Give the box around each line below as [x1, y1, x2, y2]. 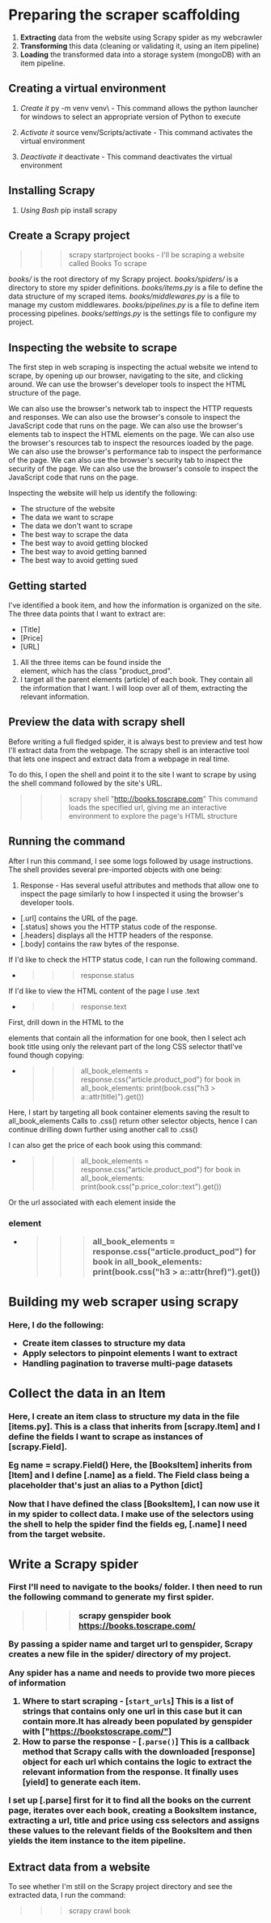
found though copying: [8, 1050, 85, 1060]
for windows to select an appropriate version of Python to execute [19, 112, 241, 121]
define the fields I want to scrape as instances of [8, 1430, 204, 1442]
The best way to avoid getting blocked [19, 538, 148, 548]
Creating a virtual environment [8, 82, 167, 95]
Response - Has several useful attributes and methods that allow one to [19, 880, 259, 890]
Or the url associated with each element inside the [8, 1197, 176, 1207]
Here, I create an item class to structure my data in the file [8, 1410, 240, 1421]
